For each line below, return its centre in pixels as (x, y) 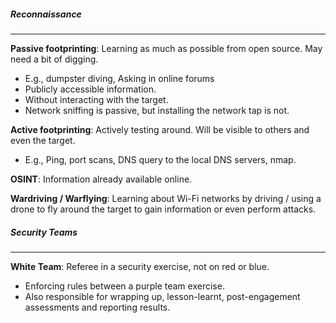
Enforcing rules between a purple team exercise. (124, 286)
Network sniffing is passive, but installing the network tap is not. (157, 110)
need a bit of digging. (54, 59)
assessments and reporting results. (97, 307)
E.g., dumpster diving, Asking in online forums (119, 78)
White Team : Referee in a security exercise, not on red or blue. (140, 266)
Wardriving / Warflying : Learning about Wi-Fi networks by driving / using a (166, 198)
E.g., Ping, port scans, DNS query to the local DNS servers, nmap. (160, 159)
